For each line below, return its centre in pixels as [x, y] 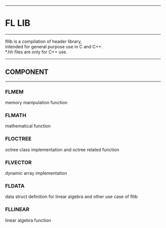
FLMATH [16, 115]
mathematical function [28, 126]
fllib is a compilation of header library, [43, 41]
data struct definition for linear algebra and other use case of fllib [71, 197]
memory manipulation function [36, 103]
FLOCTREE [18, 139]
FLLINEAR [17, 209]
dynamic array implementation [36, 173]
